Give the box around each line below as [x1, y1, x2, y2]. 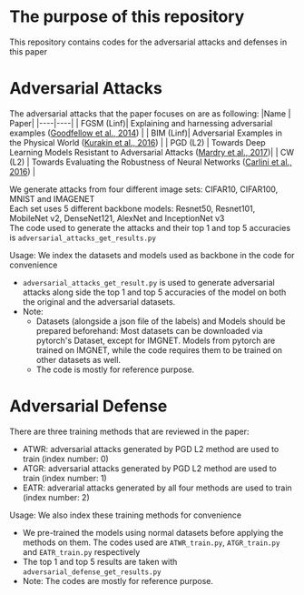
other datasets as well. [35, 354, 121, 365]
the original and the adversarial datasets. [22, 296, 176, 307]
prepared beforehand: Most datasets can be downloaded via [35, 325, 263, 336]
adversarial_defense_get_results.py [22, 567, 162, 577]
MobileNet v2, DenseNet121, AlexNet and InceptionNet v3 [9, 212, 225, 224]
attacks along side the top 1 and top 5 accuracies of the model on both [22, 287, 287, 297]
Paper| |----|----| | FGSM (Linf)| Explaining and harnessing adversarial [9, 117, 273, 128]
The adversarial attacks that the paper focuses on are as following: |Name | [9, 107, 291, 119]
